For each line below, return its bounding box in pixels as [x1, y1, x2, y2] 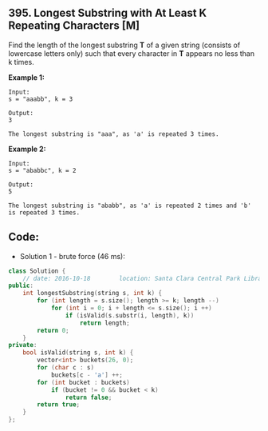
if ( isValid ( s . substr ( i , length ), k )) [65, 311, 195, 319]
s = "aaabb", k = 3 [8, 95, 73, 103]
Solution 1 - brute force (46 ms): [19, 251, 125, 261]
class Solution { [8, 267, 66, 275]
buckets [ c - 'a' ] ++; [50, 371, 124, 379]
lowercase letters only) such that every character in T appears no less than [8, 48, 255, 58]
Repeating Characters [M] [8, 19, 140, 33]
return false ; [65, 393, 112, 401]
